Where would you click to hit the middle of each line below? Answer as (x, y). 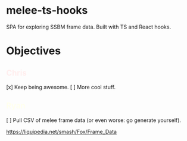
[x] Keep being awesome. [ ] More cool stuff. (61, 87)
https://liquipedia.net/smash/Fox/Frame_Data (62, 131)
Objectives (34, 51)
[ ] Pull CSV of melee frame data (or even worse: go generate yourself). (94, 120)
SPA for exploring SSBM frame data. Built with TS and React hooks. (89, 27)
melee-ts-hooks (47, 10)
